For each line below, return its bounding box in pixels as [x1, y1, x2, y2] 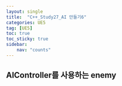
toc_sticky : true [6, 36, 49, 42]
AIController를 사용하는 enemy [6, 70, 117, 80]
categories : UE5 [6, 19, 46, 25]
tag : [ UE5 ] [6, 25, 33, 31]
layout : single [6, 8, 43, 15]
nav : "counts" [16, 47, 51, 53]
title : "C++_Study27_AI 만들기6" [6, 14, 87, 20]
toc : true [6, 31, 30, 37]
